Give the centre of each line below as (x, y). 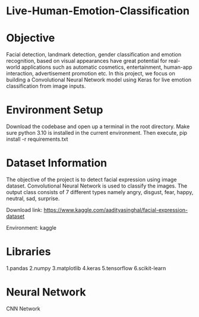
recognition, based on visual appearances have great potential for (87, 61)
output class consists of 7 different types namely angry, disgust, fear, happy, (100, 192)
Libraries (29, 252)
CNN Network (23, 308)
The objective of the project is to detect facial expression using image (91, 180)
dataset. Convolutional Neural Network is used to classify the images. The (97, 186)
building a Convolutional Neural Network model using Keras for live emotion (99, 80)
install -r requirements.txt (37, 139)
